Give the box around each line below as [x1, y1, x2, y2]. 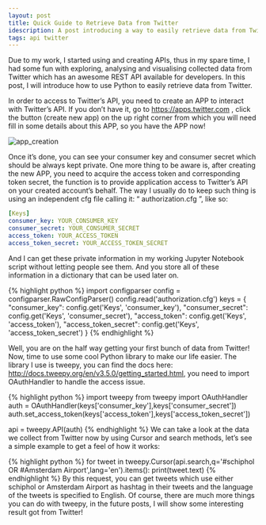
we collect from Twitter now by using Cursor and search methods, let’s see [8, 433, 253, 443]
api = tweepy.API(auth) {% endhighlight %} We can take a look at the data [8, 424, 249, 434]
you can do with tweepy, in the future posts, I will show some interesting [8, 499, 244, 508]
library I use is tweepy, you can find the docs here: [8, 360, 173, 370]
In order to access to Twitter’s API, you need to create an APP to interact [8, 96, 244, 105]
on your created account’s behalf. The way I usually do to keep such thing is [8, 186, 256, 195]
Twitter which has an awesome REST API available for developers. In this [8, 72, 245, 82]
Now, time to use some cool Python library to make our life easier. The [8, 351, 237, 361]
